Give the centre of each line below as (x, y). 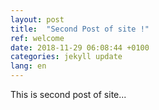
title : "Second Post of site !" (80, 29)
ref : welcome (37, 38)
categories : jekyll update (66, 57)
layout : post (37, 19)
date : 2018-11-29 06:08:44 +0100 (80, 47)
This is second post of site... (68, 94)
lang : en (28, 66)
